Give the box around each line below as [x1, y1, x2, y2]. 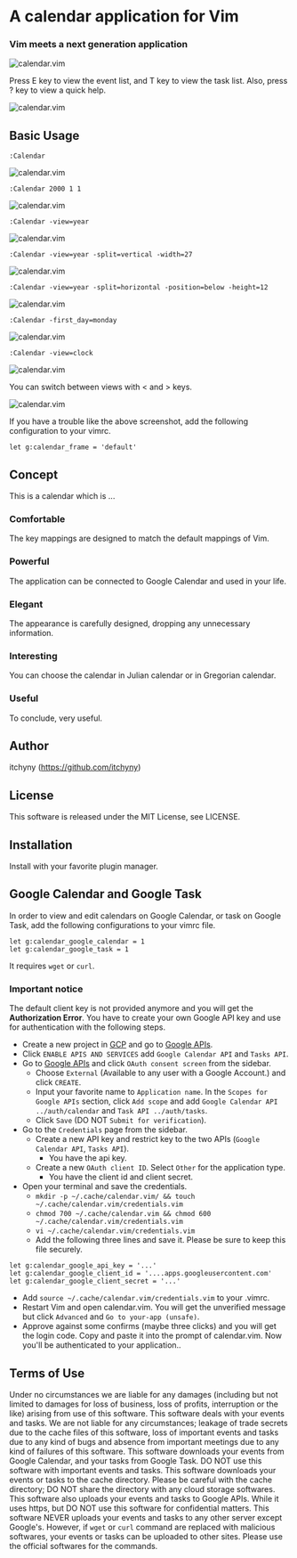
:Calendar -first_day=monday [9, 316, 117, 325]
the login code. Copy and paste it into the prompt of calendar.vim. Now [21, 1330, 283, 1342]
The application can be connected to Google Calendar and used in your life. [9, 575, 287, 586]
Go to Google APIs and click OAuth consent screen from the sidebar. [21, 1058, 271, 1069]
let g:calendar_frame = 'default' [9, 443, 138, 452]
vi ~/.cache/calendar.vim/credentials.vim [35, 1227, 196, 1236]
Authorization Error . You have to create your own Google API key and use [9, 1013, 282, 1024]
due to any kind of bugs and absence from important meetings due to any [9, 1436, 280, 1447]
